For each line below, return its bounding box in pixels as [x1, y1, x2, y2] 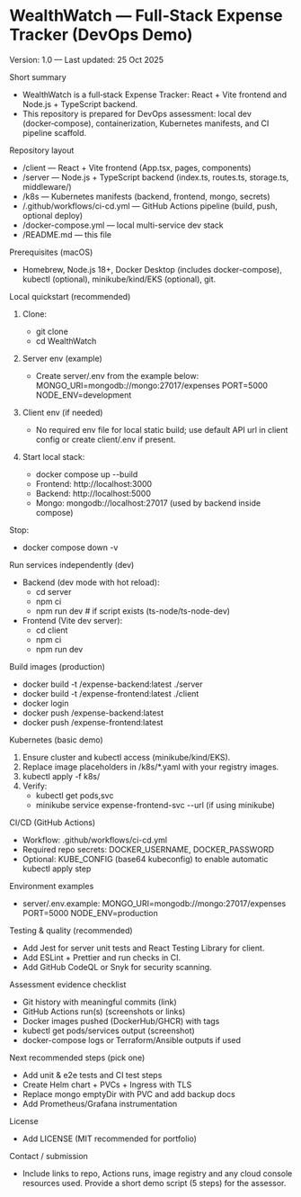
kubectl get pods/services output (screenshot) [22, 1025, 195, 1036]
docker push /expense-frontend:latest [22, 716, 164, 727]
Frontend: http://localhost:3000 [35, 478, 153, 489]
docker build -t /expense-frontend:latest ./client [22, 688, 199, 698]
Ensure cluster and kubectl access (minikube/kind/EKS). [22, 751, 231, 762]
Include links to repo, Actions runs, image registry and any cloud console [22, 1167, 293, 1179]
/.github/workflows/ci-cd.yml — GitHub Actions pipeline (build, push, [22, 200, 279, 211]
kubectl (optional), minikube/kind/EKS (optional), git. [22, 274, 217, 284]
